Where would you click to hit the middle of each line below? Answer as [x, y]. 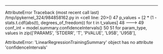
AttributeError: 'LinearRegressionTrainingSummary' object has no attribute [79, 42]
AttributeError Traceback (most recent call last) [52, 12]
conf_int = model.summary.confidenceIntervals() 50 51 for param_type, [76, 28]
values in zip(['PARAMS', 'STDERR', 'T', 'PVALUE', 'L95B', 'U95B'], [71, 33]
